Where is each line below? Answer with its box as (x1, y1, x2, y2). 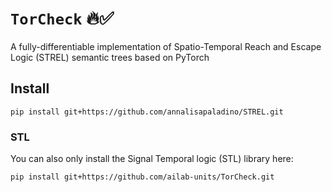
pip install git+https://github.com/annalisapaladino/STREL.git (10, 107, 284, 117)
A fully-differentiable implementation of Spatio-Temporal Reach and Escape (10, 40, 322, 52)
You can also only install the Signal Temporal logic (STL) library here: (10, 153, 294, 165)
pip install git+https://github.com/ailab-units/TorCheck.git (10, 172, 275, 182)
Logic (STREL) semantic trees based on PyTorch (10, 51, 210, 63)
